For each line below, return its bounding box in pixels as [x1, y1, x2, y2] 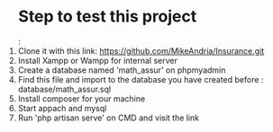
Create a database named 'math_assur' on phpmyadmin [17, 65, 226, 75]
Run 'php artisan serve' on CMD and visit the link [17, 112, 200, 123]
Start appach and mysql [17, 102, 107, 113]
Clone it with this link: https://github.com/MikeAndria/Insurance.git [17, 45, 265, 56]
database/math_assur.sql [17, 84, 111, 94]
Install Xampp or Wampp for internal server [17, 55, 177, 66]
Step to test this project [17, 6, 197, 27]
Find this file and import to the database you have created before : [17, 74, 264, 84]
